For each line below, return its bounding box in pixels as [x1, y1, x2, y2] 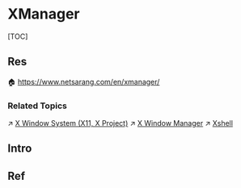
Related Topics [7, 100, 68, 111]
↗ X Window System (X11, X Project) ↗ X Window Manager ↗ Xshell [7, 119, 234, 128]
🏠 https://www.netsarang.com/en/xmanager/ [7, 77, 160, 86]
